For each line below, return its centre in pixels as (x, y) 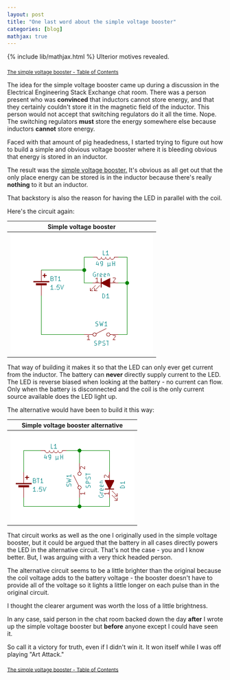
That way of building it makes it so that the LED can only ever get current (110, 367)
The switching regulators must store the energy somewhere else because (112, 122)
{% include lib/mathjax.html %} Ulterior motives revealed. (88, 57)
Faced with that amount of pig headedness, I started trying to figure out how (115, 142)
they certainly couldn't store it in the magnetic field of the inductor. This (108, 107)
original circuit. (28, 592)
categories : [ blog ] (35, 29)
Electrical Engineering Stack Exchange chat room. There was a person (107, 92)
